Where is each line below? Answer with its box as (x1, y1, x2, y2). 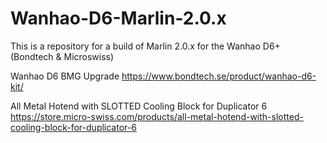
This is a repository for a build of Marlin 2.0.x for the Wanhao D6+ (10, 40, 281, 52)
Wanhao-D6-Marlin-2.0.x (10, 7, 227, 30)
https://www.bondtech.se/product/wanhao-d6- (121, 70, 317, 82)
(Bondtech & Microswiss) (10, 50, 115, 62)
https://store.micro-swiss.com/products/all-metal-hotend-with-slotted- (10, 110, 304, 122)
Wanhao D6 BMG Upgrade (10, 70, 120, 82)
